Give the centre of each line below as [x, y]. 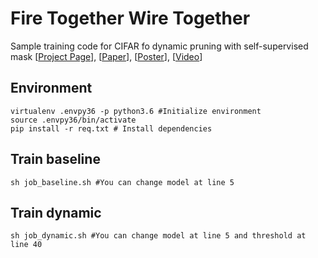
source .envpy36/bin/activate [73, 120]
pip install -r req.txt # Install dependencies [111, 128]
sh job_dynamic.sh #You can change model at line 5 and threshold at [158, 236]
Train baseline [55, 159]
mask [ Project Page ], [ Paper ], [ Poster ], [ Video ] [106, 56]
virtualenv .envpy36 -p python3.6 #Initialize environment [136, 111]
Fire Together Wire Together [130, 18]
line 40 [26, 245]
